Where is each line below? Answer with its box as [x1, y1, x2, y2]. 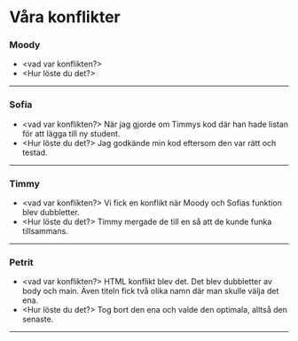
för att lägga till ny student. [21, 128, 121, 139]
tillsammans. [21, 226, 68, 236]
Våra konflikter [9, 7, 122, 27]
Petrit [9, 256, 34, 268]
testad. [21, 147, 48, 158]
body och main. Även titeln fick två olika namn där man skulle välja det [21, 286, 279, 297]
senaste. [21, 314, 54, 325]
